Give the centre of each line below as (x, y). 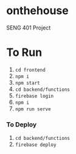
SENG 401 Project (29, 28)
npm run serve (33, 109)
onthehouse (37, 11)
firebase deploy (36, 145)
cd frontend (30, 70)
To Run (24, 52)
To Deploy (22, 125)
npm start (28, 83)
